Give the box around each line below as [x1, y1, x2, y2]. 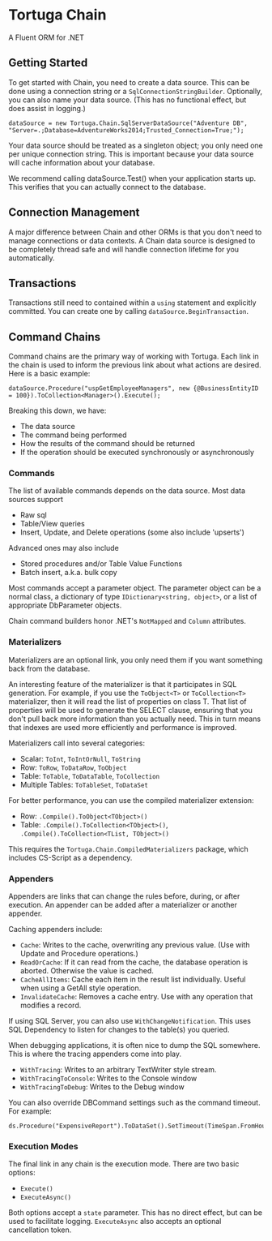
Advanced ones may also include [8, 543, 119, 553]
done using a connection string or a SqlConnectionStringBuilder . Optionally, [8, 86, 263, 96]
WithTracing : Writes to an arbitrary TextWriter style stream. [19, 1065, 217, 1075]
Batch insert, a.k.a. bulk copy [19, 568, 117, 578]
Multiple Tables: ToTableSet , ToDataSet [19, 779, 148, 789]
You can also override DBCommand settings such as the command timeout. [8, 1097, 261, 1108]
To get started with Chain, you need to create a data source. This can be [8, 77, 250, 87]
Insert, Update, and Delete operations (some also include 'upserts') [19, 527, 245, 537]
